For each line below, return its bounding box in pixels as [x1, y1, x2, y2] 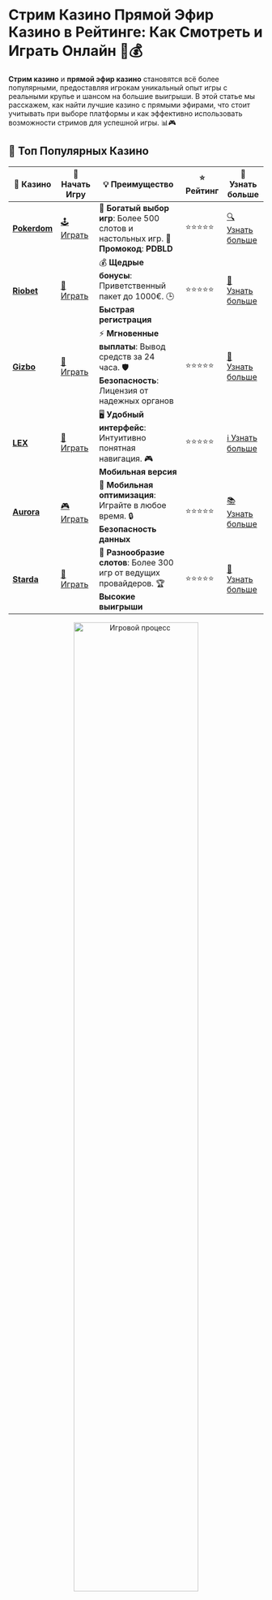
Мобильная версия [98, 466, 177, 477]
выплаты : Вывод [98, 341, 166, 352]
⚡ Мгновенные [98, 327, 159, 338]
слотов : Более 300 [98, 557, 174, 568]
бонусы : [98, 269, 133, 281]
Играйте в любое [98, 499, 167, 510]
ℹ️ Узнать [226, 432, 257, 443]
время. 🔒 [98, 510, 134, 521]
